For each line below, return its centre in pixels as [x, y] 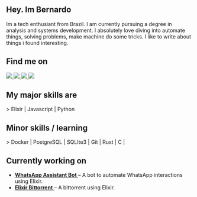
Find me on [27, 62]
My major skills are [42, 95]
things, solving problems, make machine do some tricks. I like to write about [98, 36]
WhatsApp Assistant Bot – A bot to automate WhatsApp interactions [98, 175]
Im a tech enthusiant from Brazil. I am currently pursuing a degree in [89, 24]
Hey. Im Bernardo [39, 10]
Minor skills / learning [47, 127]
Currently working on [46, 161]
